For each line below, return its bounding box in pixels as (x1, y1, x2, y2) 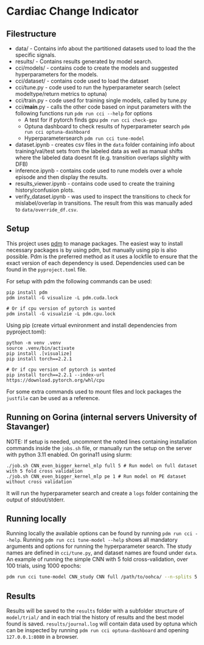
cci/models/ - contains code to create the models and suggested (15, 64, 178, 71)
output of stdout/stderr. (6, 496, 65, 503)
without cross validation (6, 478, 72, 485)
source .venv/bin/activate (6, 345, 75, 351)
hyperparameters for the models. (15, 71, 99, 78)
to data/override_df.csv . (15, 206, 78, 213)
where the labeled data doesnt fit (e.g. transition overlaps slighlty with (15, 154, 191, 161)
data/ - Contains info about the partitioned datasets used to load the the (15, 45, 196, 52)
